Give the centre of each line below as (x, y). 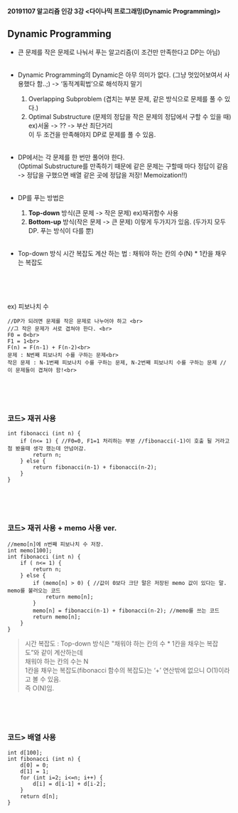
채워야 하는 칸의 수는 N (56, 661)
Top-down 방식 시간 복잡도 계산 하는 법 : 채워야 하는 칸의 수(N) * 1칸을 (115, 253)
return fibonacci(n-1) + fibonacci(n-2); (95, 467)
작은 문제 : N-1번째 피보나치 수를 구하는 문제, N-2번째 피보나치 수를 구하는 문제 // (117, 363)
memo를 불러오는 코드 (34, 591)
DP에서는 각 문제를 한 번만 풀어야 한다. (71, 157)
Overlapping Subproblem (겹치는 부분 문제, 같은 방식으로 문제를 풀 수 (125, 98)
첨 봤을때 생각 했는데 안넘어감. (47, 449)
